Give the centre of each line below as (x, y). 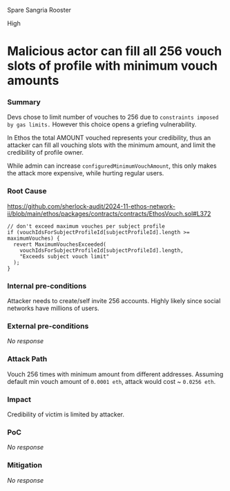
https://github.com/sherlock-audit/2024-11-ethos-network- (92, 206)
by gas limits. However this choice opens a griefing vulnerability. (102, 124)
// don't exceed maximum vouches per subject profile (86, 226)
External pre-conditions (48, 326)
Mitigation (25, 465)
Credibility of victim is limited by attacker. (66, 414)
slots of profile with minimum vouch (113, 66)
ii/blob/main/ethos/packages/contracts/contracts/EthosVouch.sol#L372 (109, 213)
